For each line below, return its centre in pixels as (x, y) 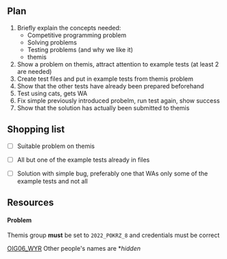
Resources (31, 202)
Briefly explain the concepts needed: (69, 27)
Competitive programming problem (77, 35)
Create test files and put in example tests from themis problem (105, 79)
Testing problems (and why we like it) (80, 49)
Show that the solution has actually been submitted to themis (103, 108)
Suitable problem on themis (56, 146)
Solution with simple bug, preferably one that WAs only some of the (112, 173)
